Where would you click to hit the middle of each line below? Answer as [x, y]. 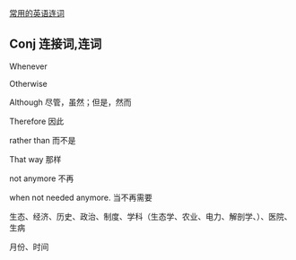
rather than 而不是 [43, 140]
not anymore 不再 [42, 178]
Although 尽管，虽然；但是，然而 [70, 102]
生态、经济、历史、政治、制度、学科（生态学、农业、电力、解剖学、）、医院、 [151, 216]
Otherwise [28, 83]
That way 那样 [35, 159]
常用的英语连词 [37, 13]
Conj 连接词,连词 [56, 44]
